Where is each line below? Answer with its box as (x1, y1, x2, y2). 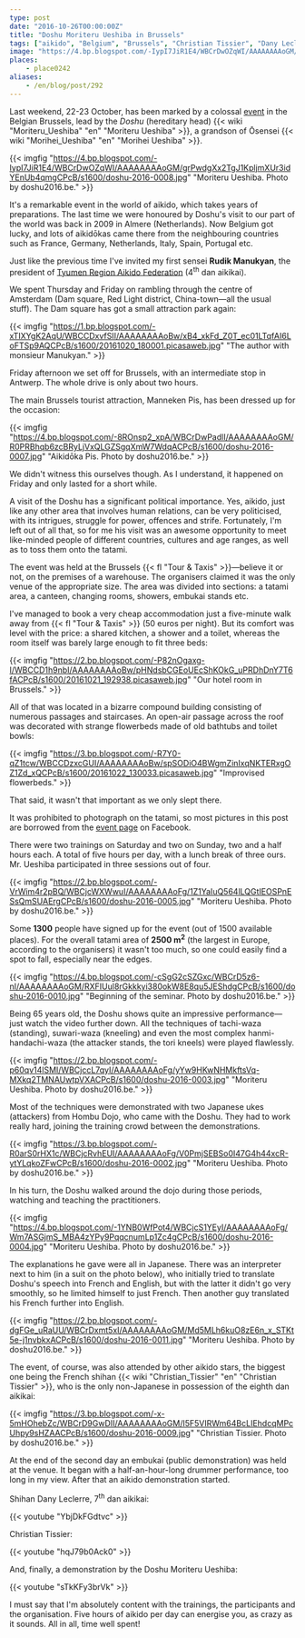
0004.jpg (9, 1241, 44, 1252)
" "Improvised (212, 767, 265, 778)
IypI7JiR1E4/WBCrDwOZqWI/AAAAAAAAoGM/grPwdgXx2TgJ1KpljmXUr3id (9, 162, 291, 173)
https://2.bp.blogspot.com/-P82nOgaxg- (53, 655, 206, 666)
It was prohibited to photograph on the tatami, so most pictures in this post (9, 813, 289, 824)
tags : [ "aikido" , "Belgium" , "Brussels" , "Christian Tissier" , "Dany (9, 38, 279, 48)
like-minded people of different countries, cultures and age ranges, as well (9, 534, 289, 545)
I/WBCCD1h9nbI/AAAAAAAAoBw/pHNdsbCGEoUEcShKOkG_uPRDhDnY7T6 (9, 664, 293, 675)
